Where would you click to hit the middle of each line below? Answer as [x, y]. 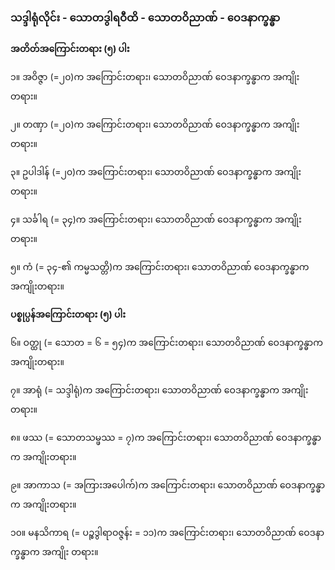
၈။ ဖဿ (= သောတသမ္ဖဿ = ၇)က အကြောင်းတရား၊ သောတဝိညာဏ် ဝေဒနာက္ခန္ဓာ [166, 438]
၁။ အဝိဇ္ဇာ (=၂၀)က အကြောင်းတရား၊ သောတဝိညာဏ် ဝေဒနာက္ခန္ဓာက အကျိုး [155, 77]
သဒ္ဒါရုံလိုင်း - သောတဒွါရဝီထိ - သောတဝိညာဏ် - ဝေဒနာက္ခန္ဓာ [145, 17]
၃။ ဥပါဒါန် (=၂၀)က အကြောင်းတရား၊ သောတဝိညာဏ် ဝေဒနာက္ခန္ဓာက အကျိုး [156, 172]
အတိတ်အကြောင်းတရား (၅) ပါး [70, 49]
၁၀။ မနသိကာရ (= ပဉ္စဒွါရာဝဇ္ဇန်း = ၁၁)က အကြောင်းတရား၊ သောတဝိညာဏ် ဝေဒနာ [167, 533]
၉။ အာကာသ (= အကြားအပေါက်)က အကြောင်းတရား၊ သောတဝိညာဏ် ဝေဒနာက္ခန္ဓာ [168, 485]
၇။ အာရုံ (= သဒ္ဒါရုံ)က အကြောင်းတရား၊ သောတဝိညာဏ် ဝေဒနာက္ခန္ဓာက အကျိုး [159, 390]
